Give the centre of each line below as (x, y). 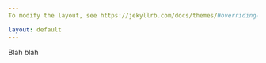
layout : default (35, 30)
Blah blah (23, 52)
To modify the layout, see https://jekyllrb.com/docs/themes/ (113, 15)
